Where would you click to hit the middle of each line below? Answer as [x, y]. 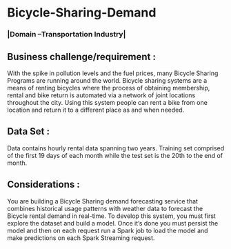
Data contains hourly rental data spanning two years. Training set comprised [116, 148]
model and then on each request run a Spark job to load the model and [108, 230]
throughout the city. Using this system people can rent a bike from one [108, 102]
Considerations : [44, 185]
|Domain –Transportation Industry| [67, 34]
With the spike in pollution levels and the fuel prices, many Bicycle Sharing [113, 73]
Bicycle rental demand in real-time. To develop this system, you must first [111, 216]
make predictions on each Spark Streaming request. [81, 238]
